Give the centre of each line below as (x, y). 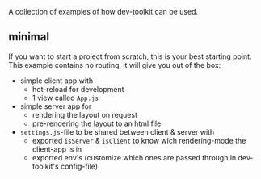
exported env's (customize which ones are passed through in (134, 157)
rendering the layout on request (84, 114)
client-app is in (57, 149)
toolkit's (45, 166)
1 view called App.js (65, 98)
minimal (29, 37)
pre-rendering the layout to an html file (97, 123)
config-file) (79, 166)
